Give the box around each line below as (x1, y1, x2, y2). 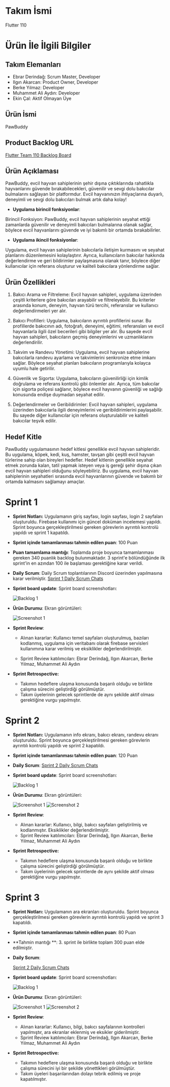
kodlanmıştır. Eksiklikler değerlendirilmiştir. (20, 827, 110, 833)
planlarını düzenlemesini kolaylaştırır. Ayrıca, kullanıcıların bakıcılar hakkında (5, 252, 164, 259)
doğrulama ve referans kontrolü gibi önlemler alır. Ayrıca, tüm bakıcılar (12, 381, 160, 387)
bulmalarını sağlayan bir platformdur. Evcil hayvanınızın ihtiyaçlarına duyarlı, (5, 191, 164, 197)
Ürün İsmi (5, 110, 37, 119)
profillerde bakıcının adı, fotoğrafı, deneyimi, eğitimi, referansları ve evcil (12, 323, 164, 329)
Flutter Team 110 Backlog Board (5, 152, 71, 158)
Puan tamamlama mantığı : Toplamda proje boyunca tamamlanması (12, 549, 154, 555)
